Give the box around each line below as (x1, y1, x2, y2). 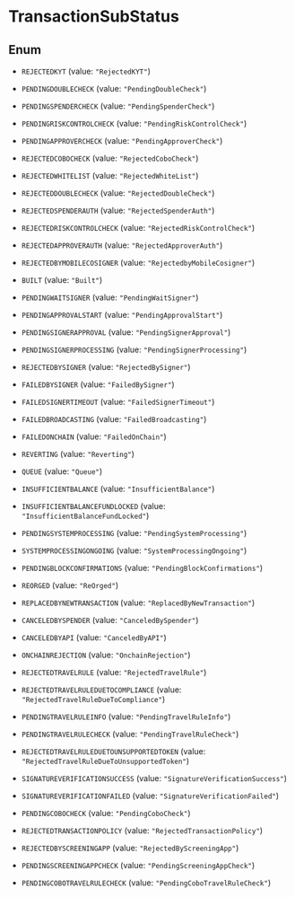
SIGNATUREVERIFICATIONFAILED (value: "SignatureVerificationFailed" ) (21, 790, 280, 801)
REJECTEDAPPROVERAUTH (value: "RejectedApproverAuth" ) (21, 240, 223, 251)
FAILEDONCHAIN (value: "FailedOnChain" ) (21, 431, 167, 442)
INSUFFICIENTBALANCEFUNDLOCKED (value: (21, 501, 166, 511)
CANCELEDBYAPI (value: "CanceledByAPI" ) (21, 632, 167, 643)
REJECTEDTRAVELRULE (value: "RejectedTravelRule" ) (21, 667, 207, 677)
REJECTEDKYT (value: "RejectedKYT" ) (21, 66, 152, 76)
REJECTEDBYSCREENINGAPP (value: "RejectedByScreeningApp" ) (21, 842, 239, 853)
